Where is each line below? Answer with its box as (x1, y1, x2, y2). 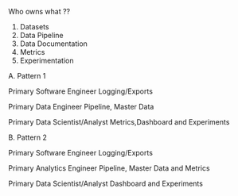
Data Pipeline (19, 31, 64, 40)
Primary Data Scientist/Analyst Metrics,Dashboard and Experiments (8, 117, 230, 126)
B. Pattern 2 (8, 133, 48, 142)
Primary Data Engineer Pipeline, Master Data (8, 102, 154, 111)
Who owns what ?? (8, 7, 71, 16)
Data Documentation (19, 39, 88, 48)
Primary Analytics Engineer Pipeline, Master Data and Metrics (8, 163, 210, 173)
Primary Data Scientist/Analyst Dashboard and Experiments (8, 179, 203, 188)
